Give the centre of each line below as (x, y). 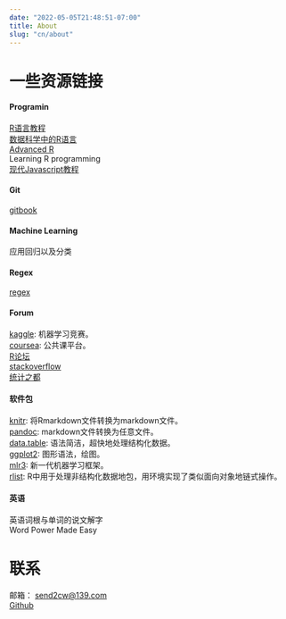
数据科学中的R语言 (43, 138)
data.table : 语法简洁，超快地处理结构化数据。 (92, 442)
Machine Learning (44, 230)
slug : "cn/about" (41, 34)
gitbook (23, 210)
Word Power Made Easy (53, 530)
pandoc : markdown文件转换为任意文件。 (84, 431)
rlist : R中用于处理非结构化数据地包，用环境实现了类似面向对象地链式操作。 (146, 476)
